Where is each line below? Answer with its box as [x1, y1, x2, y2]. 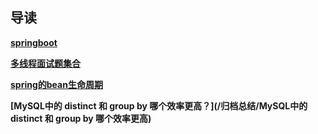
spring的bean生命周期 [10, 78, 103, 90]
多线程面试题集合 [10, 57, 81, 69]
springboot [10, 36, 58, 48]
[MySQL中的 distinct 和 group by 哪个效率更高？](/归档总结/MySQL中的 [10, 99, 308, 112]
